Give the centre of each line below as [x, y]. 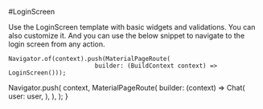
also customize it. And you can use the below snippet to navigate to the [127, 36]
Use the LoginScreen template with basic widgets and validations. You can [132, 27]
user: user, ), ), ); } [38, 96]
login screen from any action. [57, 44]
